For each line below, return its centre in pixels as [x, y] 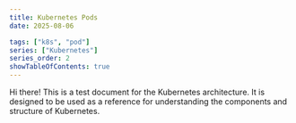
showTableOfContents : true [60, 67]
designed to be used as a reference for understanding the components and [148, 102]
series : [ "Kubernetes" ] [54, 50]
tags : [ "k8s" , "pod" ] [50, 42]
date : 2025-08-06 [42, 26]
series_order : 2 [39, 59]
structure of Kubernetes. [55, 111]
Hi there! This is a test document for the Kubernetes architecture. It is [137, 92]
